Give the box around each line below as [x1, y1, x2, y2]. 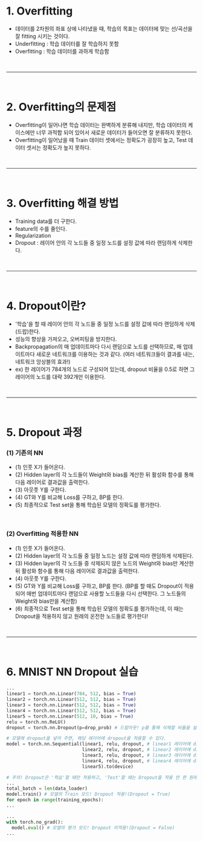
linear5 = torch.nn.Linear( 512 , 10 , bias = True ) [6, 713, 134, 720]
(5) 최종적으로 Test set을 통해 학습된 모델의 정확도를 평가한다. [14, 501, 161, 509]
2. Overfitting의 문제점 [6, 100, 117, 114]
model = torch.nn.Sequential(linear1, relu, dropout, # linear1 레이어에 [6, 741, 191, 747]
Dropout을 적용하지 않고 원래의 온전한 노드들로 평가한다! [14, 612, 149, 620]
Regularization [14, 231, 51, 239]
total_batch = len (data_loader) [6, 785, 88, 792]
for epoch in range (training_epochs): [6, 797, 104, 803]
